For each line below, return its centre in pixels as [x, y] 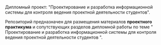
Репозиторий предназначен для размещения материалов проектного [79, 22]
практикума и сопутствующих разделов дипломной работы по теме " [79, 27]
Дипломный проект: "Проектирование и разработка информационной [79, 7]
